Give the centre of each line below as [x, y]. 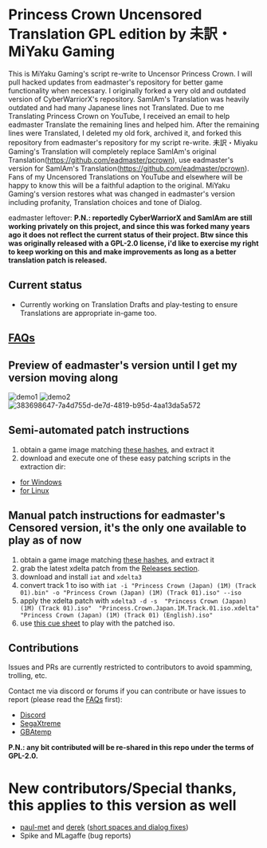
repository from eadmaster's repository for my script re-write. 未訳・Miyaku [133, 142]
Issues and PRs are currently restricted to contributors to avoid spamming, [130, 667]
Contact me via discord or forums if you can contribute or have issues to [127, 691]
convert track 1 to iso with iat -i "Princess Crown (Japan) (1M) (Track [138, 585]
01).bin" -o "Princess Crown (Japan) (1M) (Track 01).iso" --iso [130, 593]
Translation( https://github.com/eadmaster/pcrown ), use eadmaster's [121, 160]
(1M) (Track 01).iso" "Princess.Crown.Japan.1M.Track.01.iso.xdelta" [139, 608]
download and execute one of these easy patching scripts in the [125, 458]
